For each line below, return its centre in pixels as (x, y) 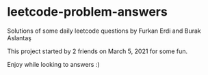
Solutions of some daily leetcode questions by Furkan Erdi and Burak (104, 31)
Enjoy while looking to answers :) (54, 64)
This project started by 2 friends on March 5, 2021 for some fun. (97, 51)
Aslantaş (19, 37)
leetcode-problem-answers (87, 12)
